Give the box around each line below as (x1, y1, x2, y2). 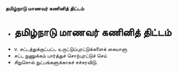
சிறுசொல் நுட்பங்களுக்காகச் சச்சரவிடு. (13, 59, 98, 66)
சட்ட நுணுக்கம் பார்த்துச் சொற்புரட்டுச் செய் (13, 52, 107, 59)
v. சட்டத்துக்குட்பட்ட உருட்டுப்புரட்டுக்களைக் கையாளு (13, 45, 128, 52)
